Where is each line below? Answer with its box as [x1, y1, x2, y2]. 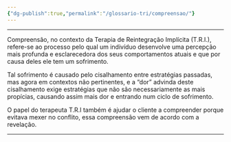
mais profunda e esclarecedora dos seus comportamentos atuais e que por [7, 49, 221, 58]
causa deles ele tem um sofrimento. [7, 57, 109, 65]
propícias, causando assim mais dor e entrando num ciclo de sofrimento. [7, 92, 214, 100]
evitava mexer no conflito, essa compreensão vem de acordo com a [7, 113, 199, 121]
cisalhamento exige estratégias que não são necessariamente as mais [7, 85, 206, 93]
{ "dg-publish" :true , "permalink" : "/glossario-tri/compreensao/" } [7, 10, 195, 17]
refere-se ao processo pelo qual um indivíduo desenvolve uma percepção [7, 43, 217, 51]
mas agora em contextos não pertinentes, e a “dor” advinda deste [7, 78, 194, 86]
